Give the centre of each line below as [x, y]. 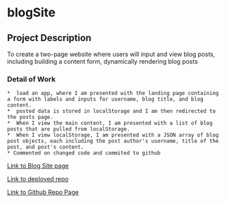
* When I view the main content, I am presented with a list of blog [110, 123]
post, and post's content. [46, 147]
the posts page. [30, 118]
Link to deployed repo [38, 179]
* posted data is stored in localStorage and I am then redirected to [111, 111]
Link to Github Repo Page [43, 192]
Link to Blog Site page [38, 166]
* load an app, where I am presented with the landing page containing [113, 94]
